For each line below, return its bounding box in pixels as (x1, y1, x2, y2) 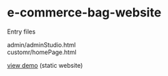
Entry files (7, 27, 36, 36)
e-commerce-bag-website (7, 5, 162, 21)
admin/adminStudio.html (7, 40, 76, 49)
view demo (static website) (7, 61, 83, 69)
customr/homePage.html (7, 48, 76, 56)
